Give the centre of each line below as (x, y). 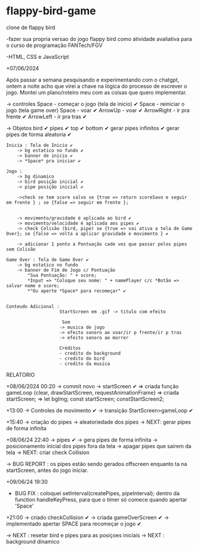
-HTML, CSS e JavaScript (38, 56)
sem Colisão (21, 249)
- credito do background (90, 353)
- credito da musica (85, 364)
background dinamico (33, 541)
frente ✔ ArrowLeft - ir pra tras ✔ (47, 117)
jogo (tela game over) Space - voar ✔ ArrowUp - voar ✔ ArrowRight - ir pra (98, 110)
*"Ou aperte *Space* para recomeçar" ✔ (77, 291)
